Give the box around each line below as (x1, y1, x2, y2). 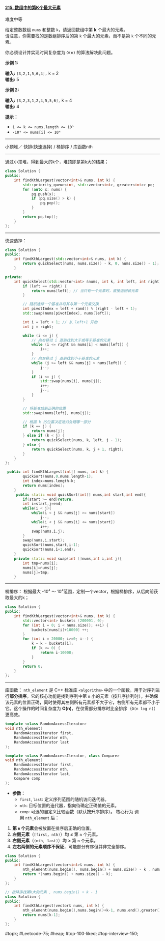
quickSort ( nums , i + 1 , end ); (23, 547, 76, 552)
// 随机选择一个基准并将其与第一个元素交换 (23, 302, 99, 307)
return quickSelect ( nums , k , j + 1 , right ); (31, 447, 124, 452)
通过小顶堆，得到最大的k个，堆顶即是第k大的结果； (5, 159, 109, 165)
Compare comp (14, 776, 41, 781)
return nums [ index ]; (23, 483, 65, 488)
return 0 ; (23, 664, 43, 669)
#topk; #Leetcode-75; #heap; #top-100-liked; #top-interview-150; (5, 930, 138, 936)
